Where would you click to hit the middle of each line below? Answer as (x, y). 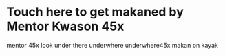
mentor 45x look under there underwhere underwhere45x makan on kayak (112, 45)
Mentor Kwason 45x (65, 26)
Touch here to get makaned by (95, 12)
